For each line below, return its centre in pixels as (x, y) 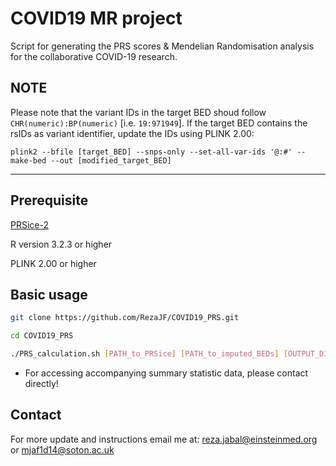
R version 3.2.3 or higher (61, 244)
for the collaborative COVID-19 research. (94, 56)
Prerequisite (49, 200)
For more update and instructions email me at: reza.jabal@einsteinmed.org (164, 439)
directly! (41, 383)
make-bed (28, 160)
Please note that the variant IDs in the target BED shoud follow (138, 112)
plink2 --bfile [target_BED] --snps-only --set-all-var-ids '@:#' (151, 152)
